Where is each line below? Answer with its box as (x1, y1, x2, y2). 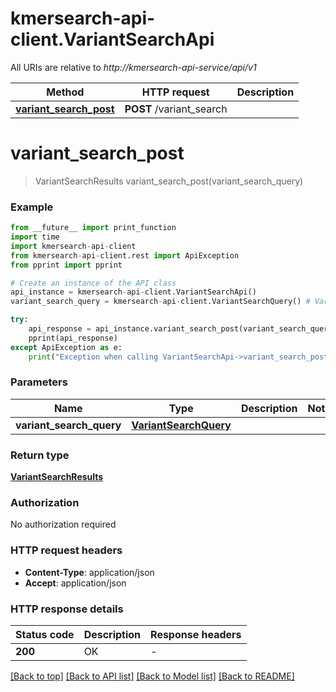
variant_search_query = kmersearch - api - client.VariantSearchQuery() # (10, 297, 311, 307)
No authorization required (10, 518, 117, 531)
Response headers (150, 628, 242, 642)
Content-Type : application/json (24, 566, 155, 578)
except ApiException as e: (10, 342, 123, 352)
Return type (10, 448, 70, 462)
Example (10, 200, 54, 214)
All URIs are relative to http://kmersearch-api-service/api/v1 (10, 61, 257, 73)
